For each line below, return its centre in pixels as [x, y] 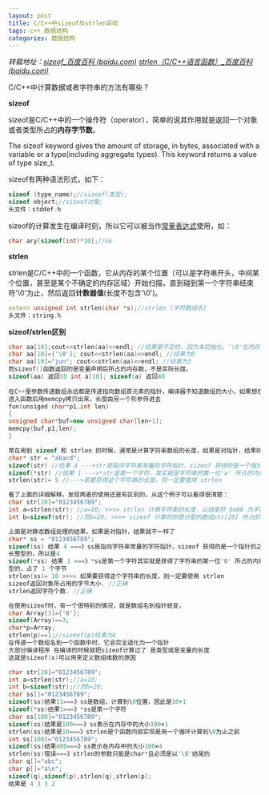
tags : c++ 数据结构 [38, 30]
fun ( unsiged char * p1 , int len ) [59, 406]
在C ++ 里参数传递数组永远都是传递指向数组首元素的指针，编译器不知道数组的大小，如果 [130, 391]
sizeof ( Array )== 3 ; [39, 620]
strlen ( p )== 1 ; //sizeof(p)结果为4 [62, 636]
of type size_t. [32, 163]
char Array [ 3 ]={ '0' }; [44, 613]
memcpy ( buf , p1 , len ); [43, 429]
